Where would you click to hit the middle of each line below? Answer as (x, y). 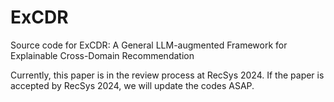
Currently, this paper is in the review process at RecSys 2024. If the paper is (167, 75)
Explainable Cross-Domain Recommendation (102, 55)
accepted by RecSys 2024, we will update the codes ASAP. (132, 85)
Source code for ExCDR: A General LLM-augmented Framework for (149, 45)
